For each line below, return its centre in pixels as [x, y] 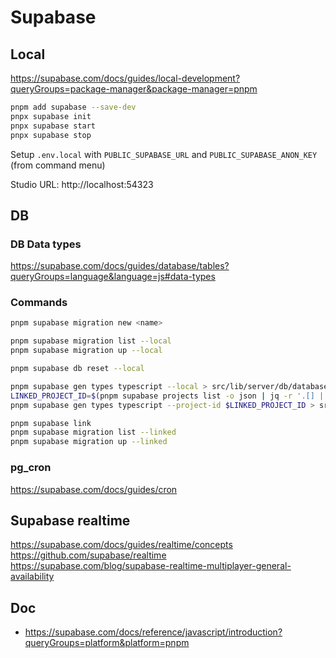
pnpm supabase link [51, 423]
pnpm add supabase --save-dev [73, 107]
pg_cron [31, 468]
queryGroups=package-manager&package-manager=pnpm [134, 89]
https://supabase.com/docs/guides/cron [94, 489]
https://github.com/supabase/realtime [88, 555]
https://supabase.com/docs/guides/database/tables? [120, 266]
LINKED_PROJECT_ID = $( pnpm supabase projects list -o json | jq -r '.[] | [167, 396]
